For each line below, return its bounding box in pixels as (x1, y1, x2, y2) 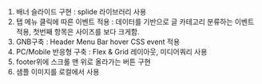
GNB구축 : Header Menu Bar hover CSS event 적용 (15, 37, 181, 46)
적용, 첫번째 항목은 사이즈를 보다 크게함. (15, 27, 140, 36)
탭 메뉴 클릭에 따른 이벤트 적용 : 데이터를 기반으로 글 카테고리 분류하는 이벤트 (15, 17, 255, 26)
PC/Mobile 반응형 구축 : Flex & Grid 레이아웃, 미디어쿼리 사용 (15, 47, 208, 56)
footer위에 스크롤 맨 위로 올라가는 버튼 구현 (15, 57, 151, 66)
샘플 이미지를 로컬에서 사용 (15, 67, 100, 76)
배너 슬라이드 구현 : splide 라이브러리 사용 (15, 7, 147, 16)
